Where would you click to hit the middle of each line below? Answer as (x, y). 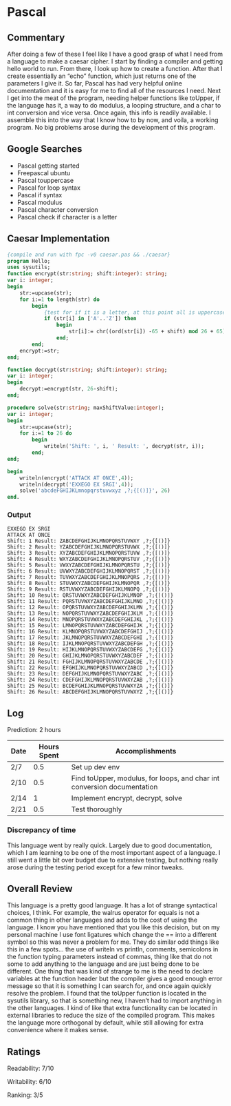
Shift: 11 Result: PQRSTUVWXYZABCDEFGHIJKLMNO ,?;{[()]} (90, 602)
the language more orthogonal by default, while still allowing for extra (106, 1023)
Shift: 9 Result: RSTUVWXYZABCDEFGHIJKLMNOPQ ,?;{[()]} (89, 590)
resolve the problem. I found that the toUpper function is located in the (107, 994)
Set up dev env (96, 767)
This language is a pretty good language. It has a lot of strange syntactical (112, 905)
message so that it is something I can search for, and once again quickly (109, 986)
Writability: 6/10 (29, 1082)
